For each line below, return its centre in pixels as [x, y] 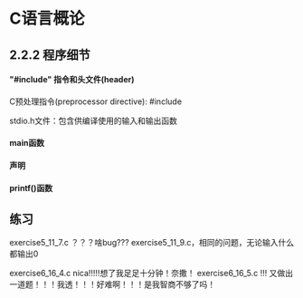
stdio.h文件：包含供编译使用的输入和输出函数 [94, 120]
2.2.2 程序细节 [50, 55]
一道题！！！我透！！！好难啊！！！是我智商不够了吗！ [112, 284]
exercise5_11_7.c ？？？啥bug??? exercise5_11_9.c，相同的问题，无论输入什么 [152, 243]
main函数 [27, 143]
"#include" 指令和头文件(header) [72, 80]
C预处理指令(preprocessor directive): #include [96, 101]
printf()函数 [31, 187]
